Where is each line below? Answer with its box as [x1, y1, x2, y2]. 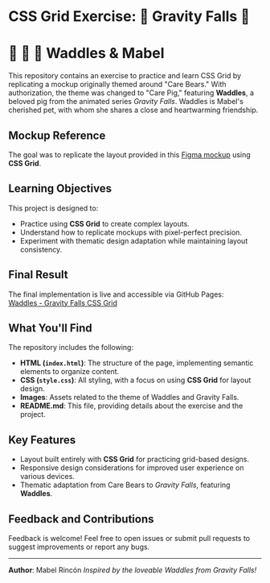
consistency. [19, 244, 63, 254]
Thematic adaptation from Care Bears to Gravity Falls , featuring [19, 480, 231, 490]
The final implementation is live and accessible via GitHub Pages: [8, 289, 224, 299]
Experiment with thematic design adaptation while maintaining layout [19, 235, 248, 245]
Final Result [8, 268, 68, 281]
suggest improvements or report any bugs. [8, 542, 150, 552]
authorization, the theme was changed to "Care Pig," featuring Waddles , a [8, 88, 255, 98]
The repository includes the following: [8, 343, 134, 352]
